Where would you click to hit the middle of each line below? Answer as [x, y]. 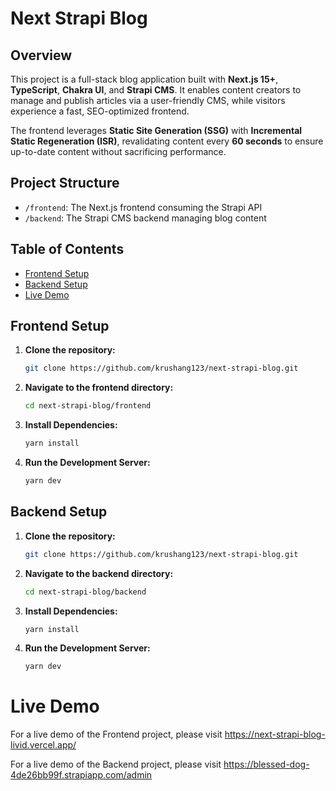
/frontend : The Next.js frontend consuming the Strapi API [143, 207]
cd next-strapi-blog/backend [85, 592]
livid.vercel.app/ [43, 745]
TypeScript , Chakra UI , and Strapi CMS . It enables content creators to [156, 90]
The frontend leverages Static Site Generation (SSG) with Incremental [156, 130]
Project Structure [65, 183]
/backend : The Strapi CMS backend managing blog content [145, 218]
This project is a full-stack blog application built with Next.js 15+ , [144, 79]
